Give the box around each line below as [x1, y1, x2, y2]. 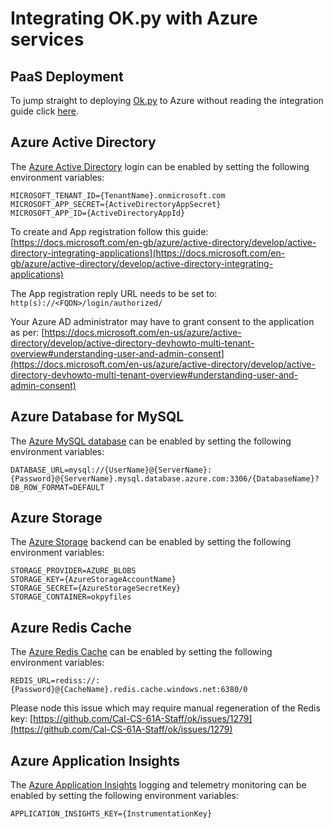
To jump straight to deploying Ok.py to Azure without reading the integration [10, 95, 324, 106]
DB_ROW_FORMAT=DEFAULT [10, 482, 105, 492]
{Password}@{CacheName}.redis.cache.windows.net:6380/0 [10, 685, 248, 695]
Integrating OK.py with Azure [10, 7, 258, 30]
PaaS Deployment [10, 68, 124, 85]
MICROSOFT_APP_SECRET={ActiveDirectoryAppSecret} [10, 199, 222, 209]
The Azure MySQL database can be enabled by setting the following [10, 435, 292, 447]
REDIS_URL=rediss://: [10, 676, 101, 686]
